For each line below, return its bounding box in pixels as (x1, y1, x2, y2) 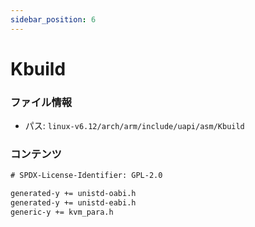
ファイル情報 (10, 95, 73, 109)
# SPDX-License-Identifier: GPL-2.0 (10, 171, 163, 181)
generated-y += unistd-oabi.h (10, 189, 137, 199)
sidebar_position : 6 (10, 14, 97, 25)
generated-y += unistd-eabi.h (10, 198, 137, 208)
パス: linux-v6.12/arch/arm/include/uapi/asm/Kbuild (24, 120, 245, 132)
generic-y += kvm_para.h (10, 207, 114, 218)
